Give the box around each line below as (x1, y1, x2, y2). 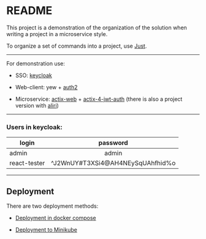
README (6, 4, 53, 18)
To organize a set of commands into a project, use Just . (6, 42, 147, 50)
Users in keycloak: (6, 123, 63, 131)
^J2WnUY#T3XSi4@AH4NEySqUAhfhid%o (51, 159, 176, 167)
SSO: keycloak (15, 72, 52, 79)
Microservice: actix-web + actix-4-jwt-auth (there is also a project (15, 95, 183, 103)
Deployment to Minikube (15, 226, 78, 233)
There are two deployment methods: (6, 202, 99, 210)
